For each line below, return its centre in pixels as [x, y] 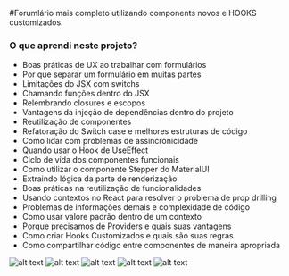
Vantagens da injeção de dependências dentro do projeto [128, 113]
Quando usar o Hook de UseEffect [85, 150]
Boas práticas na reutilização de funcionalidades [111, 188]
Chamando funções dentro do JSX [86, 94]
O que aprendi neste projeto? [74, 46]
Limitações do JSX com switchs [81, 84]
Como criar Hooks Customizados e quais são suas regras [128, 236]
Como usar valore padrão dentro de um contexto [112, 217]
